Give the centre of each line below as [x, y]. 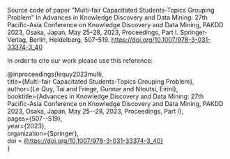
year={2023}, [27, 126]
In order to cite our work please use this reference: [80, 61]
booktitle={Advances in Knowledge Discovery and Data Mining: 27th [106, 96]
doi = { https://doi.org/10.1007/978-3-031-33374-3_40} [85, 141]
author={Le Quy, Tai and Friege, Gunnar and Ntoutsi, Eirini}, [93, 89]
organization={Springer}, [43, 133]
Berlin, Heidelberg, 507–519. [69, 40]
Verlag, [17, 40]
